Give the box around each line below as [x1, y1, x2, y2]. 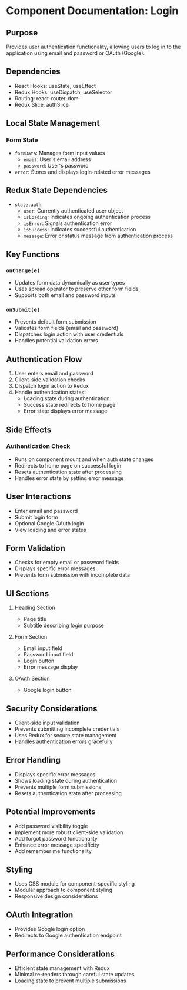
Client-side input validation [14, 719, 80, 727]
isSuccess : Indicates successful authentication [23, 226, 136, 233]
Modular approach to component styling [14, 887, 113, 894]
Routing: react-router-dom [14, 94, 79, 102]
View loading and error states [14, 526, 86, 533]
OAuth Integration [6, 910, 74, 920]
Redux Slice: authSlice [14, 101, 69, 108]
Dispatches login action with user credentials [14, 331, 124, 338]
